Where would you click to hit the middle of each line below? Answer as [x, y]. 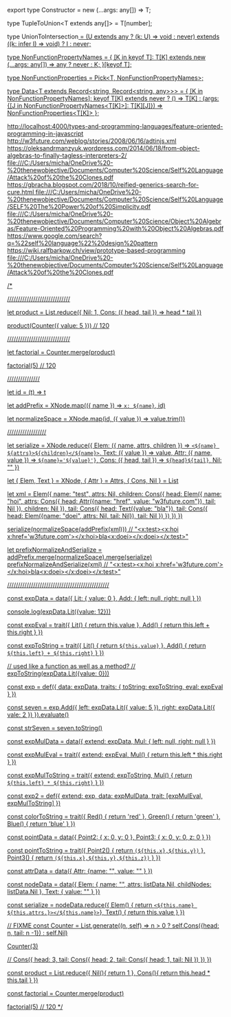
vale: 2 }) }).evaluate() [38, 715]
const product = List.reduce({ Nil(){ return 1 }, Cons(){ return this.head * [109, 973]
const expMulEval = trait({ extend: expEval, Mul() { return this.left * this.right [115, 755]
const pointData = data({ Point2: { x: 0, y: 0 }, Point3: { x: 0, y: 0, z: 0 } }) [109, 837]
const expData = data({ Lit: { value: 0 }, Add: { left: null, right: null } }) [104, 598]
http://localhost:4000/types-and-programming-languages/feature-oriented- [115, 126]
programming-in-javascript [45, 134]
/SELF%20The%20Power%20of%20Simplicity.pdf [79, 206]
